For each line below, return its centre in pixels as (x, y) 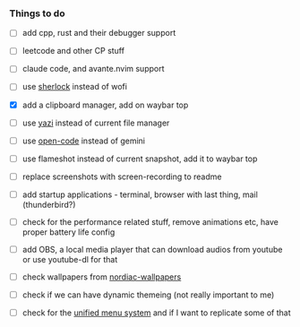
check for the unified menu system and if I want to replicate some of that (156, 313)
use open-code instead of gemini (84, 141)
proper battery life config (69, 232)
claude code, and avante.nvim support (93, 69)
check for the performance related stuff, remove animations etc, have (150, 221)
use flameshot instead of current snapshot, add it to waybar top (140, 159)
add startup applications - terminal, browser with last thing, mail (140, 194)
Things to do (37, 13)
